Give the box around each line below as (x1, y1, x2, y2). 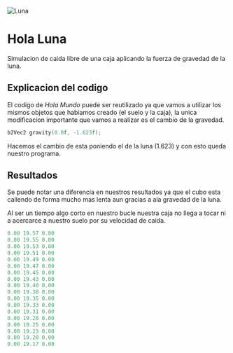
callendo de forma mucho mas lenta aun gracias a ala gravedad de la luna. (7, 195, 222, 204)
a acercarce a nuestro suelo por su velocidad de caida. (7, 216, 166, 225)
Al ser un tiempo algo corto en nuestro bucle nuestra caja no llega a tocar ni (7, 209, 226, 217)
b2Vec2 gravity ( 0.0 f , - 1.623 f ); (7, 129, 101, 136)
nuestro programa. (7, 149, 61, 158)
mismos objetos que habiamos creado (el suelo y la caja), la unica (7, 108, 197, 116)
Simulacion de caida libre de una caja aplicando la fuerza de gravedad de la (7, 54, 226, 62)
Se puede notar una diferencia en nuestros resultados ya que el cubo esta (7, 188, 221, 196)
